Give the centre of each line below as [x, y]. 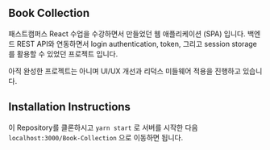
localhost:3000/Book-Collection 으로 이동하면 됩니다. [96, 137]
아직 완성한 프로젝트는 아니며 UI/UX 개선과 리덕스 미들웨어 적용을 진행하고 [125, 71]
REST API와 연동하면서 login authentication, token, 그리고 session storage [137, 44]
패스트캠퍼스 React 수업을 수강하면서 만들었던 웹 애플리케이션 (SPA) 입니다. [127, 33]
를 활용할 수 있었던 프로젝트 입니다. [63, 54]
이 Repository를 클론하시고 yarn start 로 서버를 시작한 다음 [104, 127]
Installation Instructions [70, 107]
